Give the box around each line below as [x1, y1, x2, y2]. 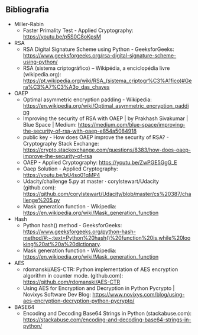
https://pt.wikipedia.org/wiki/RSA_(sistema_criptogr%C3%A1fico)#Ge [22, 77, 192, 84]
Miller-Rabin [14, 20, 44, 27]
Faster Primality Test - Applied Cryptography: [22, 27, 134, 34]
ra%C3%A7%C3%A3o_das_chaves [22, 83, 110, 91]
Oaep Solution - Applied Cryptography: [22, 165, 119, 172]
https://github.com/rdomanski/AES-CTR [22, 278, 121, 285]
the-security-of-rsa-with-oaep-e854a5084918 [22, 127, 137, 134]
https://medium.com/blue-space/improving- [78, 121, 186, 128]
